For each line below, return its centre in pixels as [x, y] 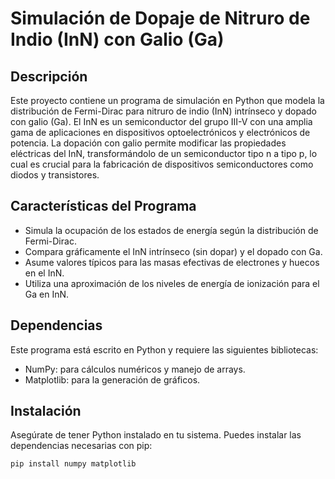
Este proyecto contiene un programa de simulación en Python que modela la [167, 100]
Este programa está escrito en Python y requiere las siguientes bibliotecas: [164, 349]
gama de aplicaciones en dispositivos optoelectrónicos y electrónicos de [160, 132]
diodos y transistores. [55, 175]
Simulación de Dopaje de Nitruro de [160, 18]
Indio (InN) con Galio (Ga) [117, 39]
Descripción [49, 76]
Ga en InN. [47, 294]
